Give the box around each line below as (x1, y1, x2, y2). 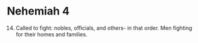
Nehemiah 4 (7, 4, 70, 18)
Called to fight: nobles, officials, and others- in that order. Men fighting (15, 24, 193, 31)
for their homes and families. (15, 30, 87, 38)
